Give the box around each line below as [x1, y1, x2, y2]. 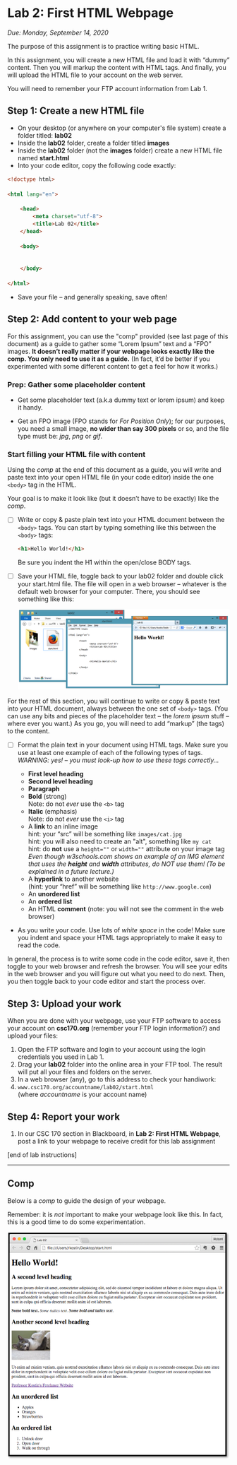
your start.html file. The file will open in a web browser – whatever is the [17, 580, 227, 588]
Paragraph [28, 785, 60, 793]
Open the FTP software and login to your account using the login [17, 1045, 206, 1054]
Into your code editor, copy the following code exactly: [17, 161, 176, 170]
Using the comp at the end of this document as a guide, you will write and [7, 465, 222, 474]
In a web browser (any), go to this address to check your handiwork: [17, 1075, 217, 1084]
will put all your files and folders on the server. [17, 1068, 152, 1076]
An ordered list [28, 897, 73, 906]
